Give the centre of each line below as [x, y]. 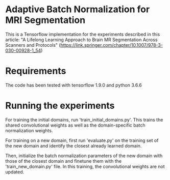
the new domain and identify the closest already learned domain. [74, 145]
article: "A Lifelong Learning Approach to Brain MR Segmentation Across [81, 40]
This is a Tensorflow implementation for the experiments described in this [83, 34]
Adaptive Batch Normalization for [78, 9]
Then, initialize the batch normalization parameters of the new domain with [84, 156]
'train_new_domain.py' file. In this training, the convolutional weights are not [85, 166]
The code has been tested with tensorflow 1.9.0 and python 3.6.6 [74, 85]
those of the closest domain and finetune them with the [63, 161]
